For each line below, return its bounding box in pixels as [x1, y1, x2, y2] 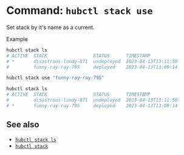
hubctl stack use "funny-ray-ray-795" [6, 75, 104, 81]
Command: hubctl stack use [6, 4, 153, 18]
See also [6, 119, 39, 130]
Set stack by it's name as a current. [6, 24, 95, 31]
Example [6, 35, 29, 42]
